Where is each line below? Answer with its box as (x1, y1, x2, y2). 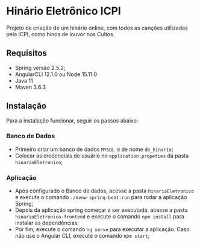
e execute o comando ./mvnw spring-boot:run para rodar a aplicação (14, 194, 187, 201)
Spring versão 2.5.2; (14, 64, 66, 71)
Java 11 (14, 77, 33, 84)
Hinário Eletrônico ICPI (6, 4, 122, 18)
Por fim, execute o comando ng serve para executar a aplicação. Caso (14, 226, 190, 233)
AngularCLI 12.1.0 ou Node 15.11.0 (14, 71, 98, 78)
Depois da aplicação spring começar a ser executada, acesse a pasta (14, 206, 188, 214)
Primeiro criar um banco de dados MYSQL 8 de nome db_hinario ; (14, 145, 173, 153)
